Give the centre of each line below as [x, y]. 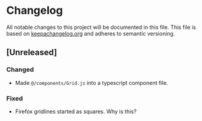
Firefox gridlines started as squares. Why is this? [76, 111]
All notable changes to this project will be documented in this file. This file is [101, 27]
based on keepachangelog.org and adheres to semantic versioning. [91, 33]
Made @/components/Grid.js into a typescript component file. [92, 82]
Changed [20, 70]
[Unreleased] [32, 53]
